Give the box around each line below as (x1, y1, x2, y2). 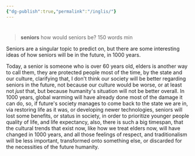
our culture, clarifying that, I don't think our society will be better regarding (6, 75, 186, 82)
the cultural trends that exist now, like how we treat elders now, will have (6, 124, 180, 131)
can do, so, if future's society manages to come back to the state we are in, (6, 100, 189, 107)
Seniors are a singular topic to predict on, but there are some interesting (6, 45, 180, 52)
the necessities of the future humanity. (6, 143, 100, 150)
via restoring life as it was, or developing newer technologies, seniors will (6, 106, 183, 113)
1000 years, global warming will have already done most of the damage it (6, 93, 183, 100)
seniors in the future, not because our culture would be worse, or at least (6, 81, 183, 88)
